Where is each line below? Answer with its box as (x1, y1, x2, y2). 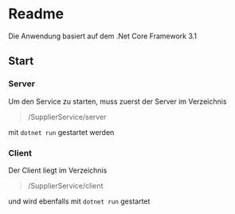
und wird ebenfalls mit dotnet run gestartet (8, 196, 151, 206)
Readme (8, 5, 65, 23)
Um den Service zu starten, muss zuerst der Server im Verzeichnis (8, 97, 227, 106)
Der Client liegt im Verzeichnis (8, 165, 108, 175)
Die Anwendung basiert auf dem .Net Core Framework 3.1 (8, 31, 198, 41)
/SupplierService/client (27, 180, 104, 190)
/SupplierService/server (27, 112, 107, 121)
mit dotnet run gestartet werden (8, 127, 115, 137)
